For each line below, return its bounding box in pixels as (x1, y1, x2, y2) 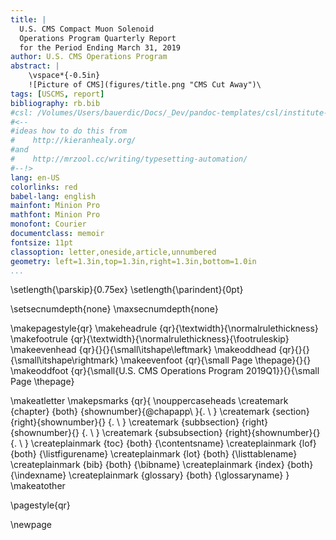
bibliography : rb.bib (10, 98, 101, 108)
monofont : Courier (10, 219, 87, 230)
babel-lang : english (10, 191, 97, 201)
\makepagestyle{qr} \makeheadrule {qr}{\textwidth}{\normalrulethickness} (10, 322, 319, 335)
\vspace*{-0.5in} (28, 71, 101, 81)
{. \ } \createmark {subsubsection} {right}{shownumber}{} (81, 427, 321, 439)
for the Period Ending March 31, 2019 (19, 42, 182, 53)
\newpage (10, 519, 53, 531)
